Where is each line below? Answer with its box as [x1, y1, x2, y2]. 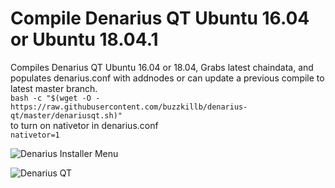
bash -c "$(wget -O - [10, 93, 101, 103]
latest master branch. [10, 82, 98, 94]
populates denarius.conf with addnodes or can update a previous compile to [10, 72, 325, 84]
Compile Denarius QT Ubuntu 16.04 [10, 7, 310, 30]
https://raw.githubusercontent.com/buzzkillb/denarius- [10, 102, 248, 112]
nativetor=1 [10, 130, 60, 140]
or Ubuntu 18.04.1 [10, 28, 159, 51]
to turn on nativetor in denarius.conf [10, 119, 159, 131]
